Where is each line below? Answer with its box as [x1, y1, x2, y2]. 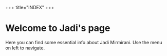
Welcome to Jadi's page [5, 23, 110, 34]
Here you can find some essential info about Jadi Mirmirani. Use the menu [5, 39, 163, 45]
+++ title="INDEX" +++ [5, 5, 55, 10]
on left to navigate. [5, 45, 45, 51]
